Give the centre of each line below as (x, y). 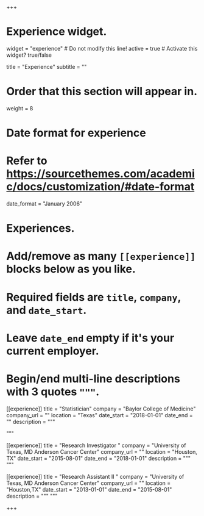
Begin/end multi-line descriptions (93, 378)
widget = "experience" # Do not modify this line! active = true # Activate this (102, 48)
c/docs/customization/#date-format (100, 187)
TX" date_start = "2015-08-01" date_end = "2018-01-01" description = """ (98, 458)
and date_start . (47, 310)
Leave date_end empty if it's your (90, 338)
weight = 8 (20, 108)
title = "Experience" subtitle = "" (47, 66)
